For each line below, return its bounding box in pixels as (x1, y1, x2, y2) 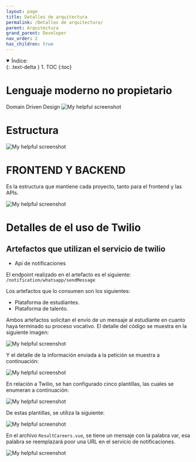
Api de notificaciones (14, 260, 66, 267)
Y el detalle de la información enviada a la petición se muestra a (6, 351, 160, 358)
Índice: (11, 57, 28, 64)
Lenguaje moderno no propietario (6, 84, 173, 97)
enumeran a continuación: (6, 387, 69, 394)
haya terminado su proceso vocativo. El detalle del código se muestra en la (6, 322, 187, 329)
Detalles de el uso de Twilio (6, 220, 142, 234)
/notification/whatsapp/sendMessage (6, 277, 95, 283)
